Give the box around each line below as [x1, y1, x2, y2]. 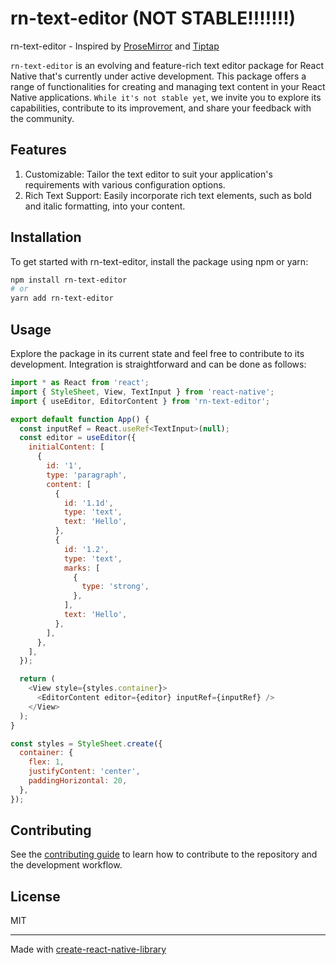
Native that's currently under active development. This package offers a [10, 70, 307, 82]
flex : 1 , [28, 757, 65, 767]
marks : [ [63, 563, 101, 573]
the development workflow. [10, 859, 123, 871]
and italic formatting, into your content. [24, 200, 186, 212]
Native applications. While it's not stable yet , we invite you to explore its [10, 91, 322, 103]
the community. [10, 112, 75, 124]
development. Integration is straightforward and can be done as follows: [10, 358, 307, 370]
